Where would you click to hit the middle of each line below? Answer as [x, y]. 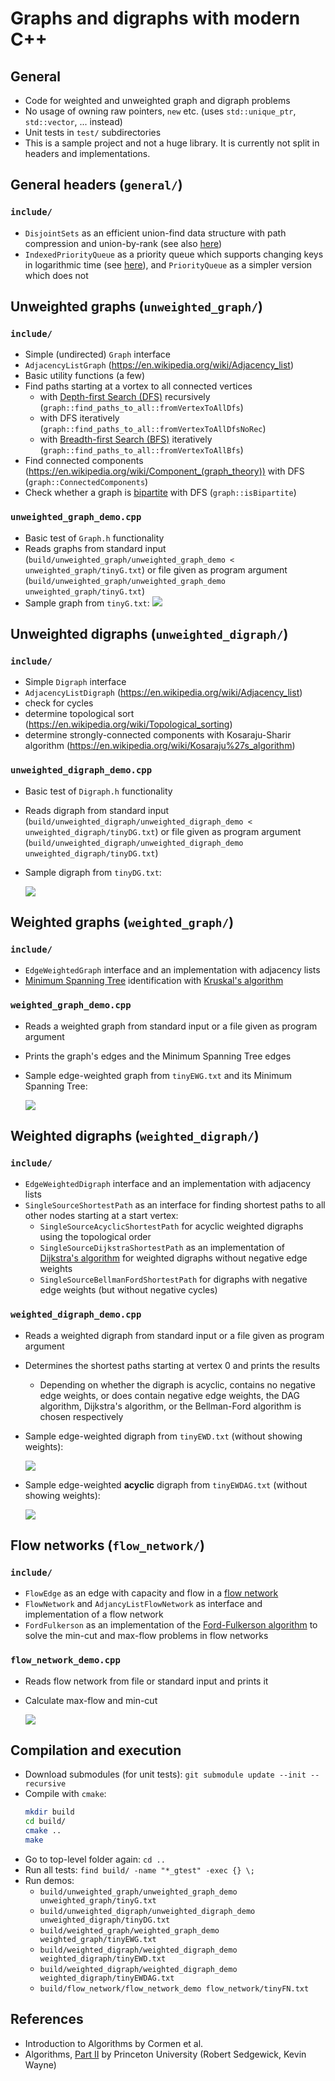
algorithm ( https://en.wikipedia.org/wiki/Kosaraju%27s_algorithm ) [160, 746]
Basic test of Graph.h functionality [94, 538]
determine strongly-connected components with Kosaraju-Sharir [158, 735]
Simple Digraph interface [75, 682]
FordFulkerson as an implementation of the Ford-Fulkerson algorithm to [171, 1625]
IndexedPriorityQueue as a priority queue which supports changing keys [174, 254]
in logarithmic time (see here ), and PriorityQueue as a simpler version [168, 264]
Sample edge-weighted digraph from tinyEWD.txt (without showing [163, 1436]
